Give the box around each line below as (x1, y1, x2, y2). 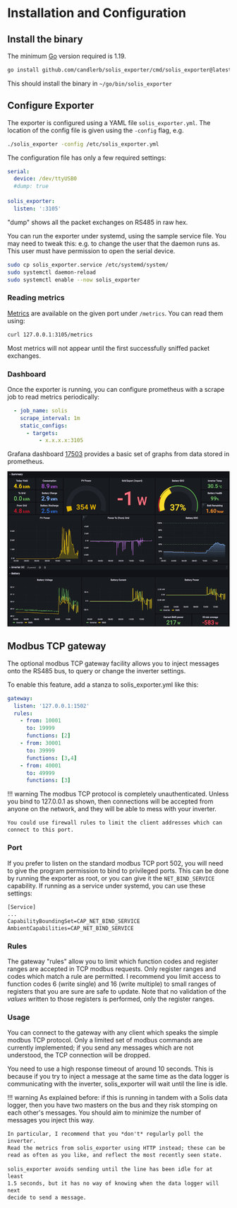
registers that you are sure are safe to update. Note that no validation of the (7, 987, 227, 995)
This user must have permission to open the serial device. (7, 246, 176, 255)
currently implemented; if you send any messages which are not (7, 1043, 194, 1052)
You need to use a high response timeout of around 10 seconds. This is (7, 1064, 214, 1073)
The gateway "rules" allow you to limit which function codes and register (7, 957, 219, 965)
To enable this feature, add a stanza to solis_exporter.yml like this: (7, 680, 199, 689)
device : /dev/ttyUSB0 (13, 175, 78, 182)
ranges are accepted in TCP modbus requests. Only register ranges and (7, 964, 217, 973)
